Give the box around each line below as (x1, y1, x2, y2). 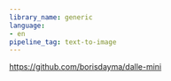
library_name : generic (9, 12, 93, 22)
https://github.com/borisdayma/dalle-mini (9, 62, 162, 72)
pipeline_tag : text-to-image (9, 37, 117, 47)
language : (9, 21, 46, 30)
